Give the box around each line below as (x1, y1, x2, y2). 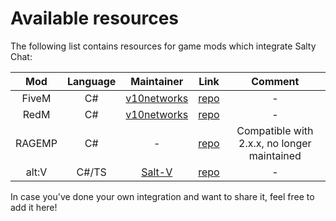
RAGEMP (15, 136, 58, 150)
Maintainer (130, 74, 184, 88)
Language (67, 74, 117, 88)
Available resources (10, 7, 179, 30)
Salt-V (141, 165, 173, 179)
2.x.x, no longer (238, 136, 312, 150)
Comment (251, 74, 300, 88)
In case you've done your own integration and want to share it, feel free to (10, 190, 315, 202)
